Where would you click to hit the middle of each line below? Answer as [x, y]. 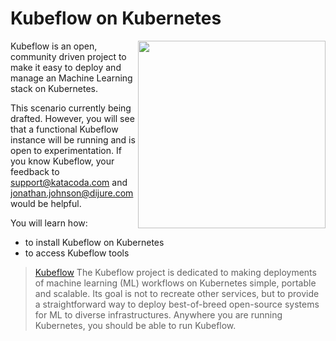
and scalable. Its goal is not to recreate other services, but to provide [177, 293]
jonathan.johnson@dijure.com [72, 193]
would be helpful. [46, 203]
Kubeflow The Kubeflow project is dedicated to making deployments [175, 272]
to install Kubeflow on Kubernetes [94, 242]
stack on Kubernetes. [54, 88]
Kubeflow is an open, [54, 46]
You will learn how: [49, 223]
